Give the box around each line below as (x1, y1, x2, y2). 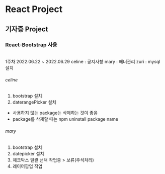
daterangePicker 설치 (12, 99, 56, 105)
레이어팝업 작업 (12, 163, 43, 169)
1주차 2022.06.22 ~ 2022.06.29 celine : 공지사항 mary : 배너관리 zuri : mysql (5, 59, 160, 65)
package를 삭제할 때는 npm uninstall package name (12, 116, 118, 122)
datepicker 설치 (12, 150, 44, 156)
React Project (5, 4, 63, 15)
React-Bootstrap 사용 (5, 41, 58, 48)
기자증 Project (5, 25, 48, 33)
